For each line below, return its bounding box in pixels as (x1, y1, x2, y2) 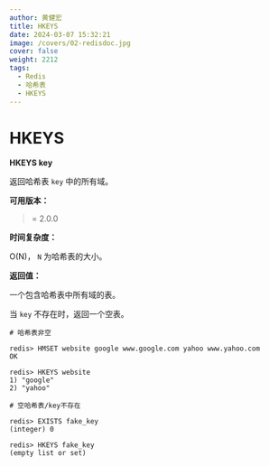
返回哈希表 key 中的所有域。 (9, 176, 114, 187)
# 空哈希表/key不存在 (9, 401, 81, 411)
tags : (9, 64, 30, 73)
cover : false (9, 47, 59, 56)
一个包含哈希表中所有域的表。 (9, 290, 120, 301)
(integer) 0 (9, 425, 54, 434)
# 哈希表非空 (9, 329, 51, 338)
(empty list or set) (9, 449, 88, 458)
